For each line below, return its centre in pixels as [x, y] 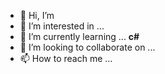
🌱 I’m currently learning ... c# [79, 36]
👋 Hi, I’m [37, 15]
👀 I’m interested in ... [62, 26]
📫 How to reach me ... [66, 58]
